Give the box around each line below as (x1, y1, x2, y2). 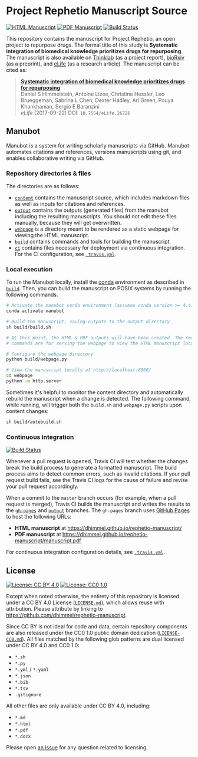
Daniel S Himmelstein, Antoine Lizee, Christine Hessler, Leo (20, 90, 165, 97)
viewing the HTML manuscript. (14, 232, 90, 239)
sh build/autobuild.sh (6, 419, 62, 425)
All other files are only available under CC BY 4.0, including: (6, 702, 151, 709)
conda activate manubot (6, 308, 65, 314)
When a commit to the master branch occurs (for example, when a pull (6, 494, 177, 502)
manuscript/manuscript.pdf (14, 537, 81, 544)
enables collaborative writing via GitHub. (6, 155, 105, 162)
